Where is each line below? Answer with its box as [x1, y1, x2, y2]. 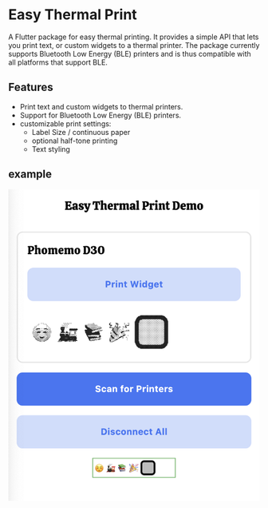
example [8, 168, 53, 181]
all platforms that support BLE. [8, 58, 108, 67]
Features [8, 81, 53, 94]
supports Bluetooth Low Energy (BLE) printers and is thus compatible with [8, 49, 251, 58]
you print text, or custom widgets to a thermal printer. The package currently [8, 40, 260, 50]
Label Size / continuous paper [31, 127, 131, 137]
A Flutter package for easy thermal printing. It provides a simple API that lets [8, 32, 259, 42]
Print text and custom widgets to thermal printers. [19, 101, 183, 111]
